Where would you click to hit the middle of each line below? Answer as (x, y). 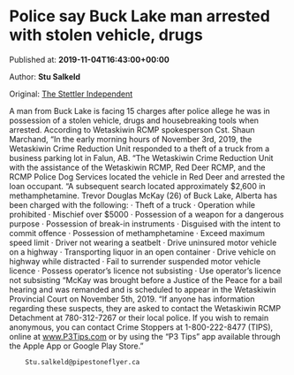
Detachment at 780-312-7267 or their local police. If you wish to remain (139, 318)
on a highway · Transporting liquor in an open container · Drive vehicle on (143, 252)
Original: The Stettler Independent (71, 94)
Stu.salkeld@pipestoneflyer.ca (83, 362)
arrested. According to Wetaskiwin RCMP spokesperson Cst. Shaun (132, 129)
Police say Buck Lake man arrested (140, 16)
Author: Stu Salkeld (45, 76)
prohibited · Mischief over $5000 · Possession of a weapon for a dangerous (147, 214)
